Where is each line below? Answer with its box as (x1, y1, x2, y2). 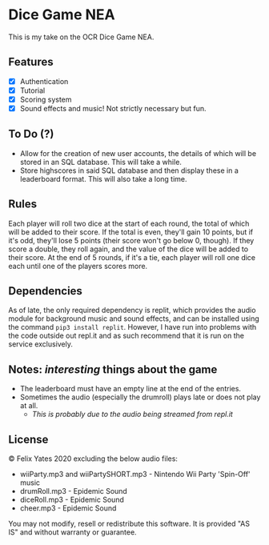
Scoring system (19, 94, 72, 104)
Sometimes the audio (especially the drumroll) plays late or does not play (19, 392, 261, 402)
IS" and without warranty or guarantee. (8, 527, 138, 537)
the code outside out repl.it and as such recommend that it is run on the (8, 331, 244, 341)
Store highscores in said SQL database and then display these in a (19, 166, 239, 175)
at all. (19, 401, 38, 411)
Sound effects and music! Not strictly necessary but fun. (19, 103, 207, 113)
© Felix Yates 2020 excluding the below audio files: (8, 454, 179, 463)
